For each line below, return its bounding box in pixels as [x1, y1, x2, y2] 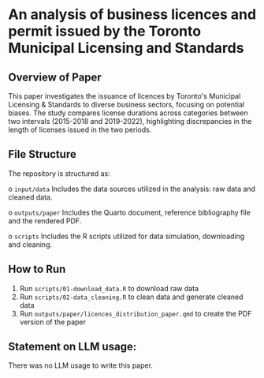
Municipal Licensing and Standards [8, 39, 244, 57]
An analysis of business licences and [8, 6, 257, 24]
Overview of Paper [8, 70, 102, 84]
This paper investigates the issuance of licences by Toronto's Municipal [8, 92, 241, 100]
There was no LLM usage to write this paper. [8, 361, 154, 370]
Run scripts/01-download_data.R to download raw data [19, 283, 199, 293]
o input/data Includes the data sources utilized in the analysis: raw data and [8, 184, 256, 193]
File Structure [8, 148, 76, 161]
